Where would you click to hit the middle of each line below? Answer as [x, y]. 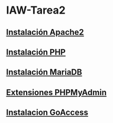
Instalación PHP [36, 52]
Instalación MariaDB [44, 72]
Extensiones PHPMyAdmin [56, 92]
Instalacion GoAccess [47, 113]
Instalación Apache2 [45, 32]
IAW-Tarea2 [36, 10]
